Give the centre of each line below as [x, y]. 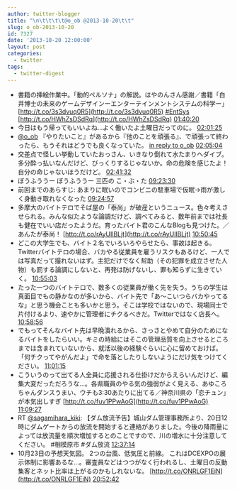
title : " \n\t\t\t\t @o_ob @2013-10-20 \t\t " [71, 21]
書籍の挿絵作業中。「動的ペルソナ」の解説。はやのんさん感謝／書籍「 [118, 94]
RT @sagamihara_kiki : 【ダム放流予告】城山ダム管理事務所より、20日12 [122, 418]
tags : [15, 67]
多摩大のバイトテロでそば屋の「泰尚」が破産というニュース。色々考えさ [123, 207]
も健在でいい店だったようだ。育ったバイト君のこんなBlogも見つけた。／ [123, 225]
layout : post [27, 47]
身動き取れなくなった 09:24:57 [69, 198]
